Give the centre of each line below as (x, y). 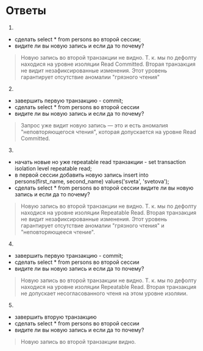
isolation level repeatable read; (53, 168)
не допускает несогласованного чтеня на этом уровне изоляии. (104, 293)
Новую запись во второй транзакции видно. (78, 341)
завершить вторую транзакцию (55, 317)
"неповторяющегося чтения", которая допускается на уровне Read (108, 132)
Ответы (26, 11)
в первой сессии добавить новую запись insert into (81, 175)
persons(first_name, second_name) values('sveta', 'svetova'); (92, 181)
